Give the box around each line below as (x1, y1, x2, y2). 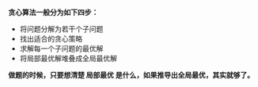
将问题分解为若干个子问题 (19, 24, 104, 34)
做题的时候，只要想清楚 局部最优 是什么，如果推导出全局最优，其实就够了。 (8, 71, 255, 79)
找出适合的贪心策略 (19, 34, 83, 43)
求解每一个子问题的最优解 (19, 44, 104, 53)
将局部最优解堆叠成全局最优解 (19, 54, 117, 63)
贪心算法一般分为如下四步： (8, 8, 99, 16)
